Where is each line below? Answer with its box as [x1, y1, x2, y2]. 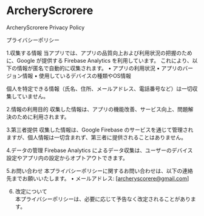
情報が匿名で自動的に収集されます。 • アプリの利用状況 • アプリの [16, 64, 183, 72]
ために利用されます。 [16, 113, 70, 120]
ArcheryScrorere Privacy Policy [6, 24, 85, 31]
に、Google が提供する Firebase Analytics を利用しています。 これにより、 [6, 57, 192, 64]
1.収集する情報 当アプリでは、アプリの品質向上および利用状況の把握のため [6, 49, 192, 57]
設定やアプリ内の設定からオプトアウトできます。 [6, 154, 129, 161]
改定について [15, 187, 47, 195]
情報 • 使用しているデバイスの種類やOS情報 [22, 72, 132, 79]
